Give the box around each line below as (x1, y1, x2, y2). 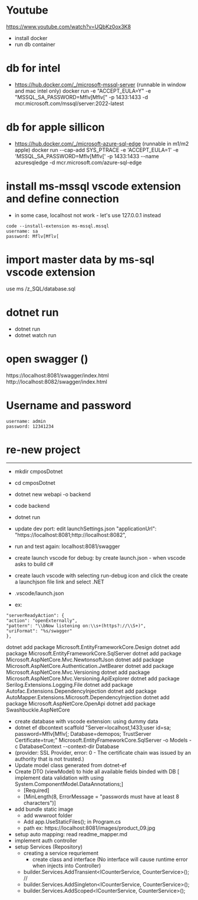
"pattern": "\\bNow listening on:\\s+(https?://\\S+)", (6, 623, 146, 629)
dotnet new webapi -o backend (14, 491, 91, 498)
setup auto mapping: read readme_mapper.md (14, 831, 128, 838)
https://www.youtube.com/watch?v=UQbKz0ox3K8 (6, 23, 131, 30)
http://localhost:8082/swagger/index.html (6, 378, 107, 385)
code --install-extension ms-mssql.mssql (6, 223, 110, 229)
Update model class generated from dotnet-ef (14, 762, 127, 769)
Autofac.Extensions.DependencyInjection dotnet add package (6, 687, 157, 694)
